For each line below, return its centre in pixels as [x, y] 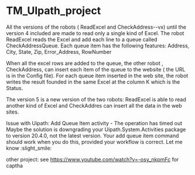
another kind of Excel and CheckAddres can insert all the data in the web [94, 105]
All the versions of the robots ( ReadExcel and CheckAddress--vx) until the [96, 27]
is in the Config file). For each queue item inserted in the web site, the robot [97, 76]
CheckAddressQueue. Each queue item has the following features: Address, [98, 46]
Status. [15, 88]
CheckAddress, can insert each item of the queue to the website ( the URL [96, 69]
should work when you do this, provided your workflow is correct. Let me [94, 142]
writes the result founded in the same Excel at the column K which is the [93, 82]
